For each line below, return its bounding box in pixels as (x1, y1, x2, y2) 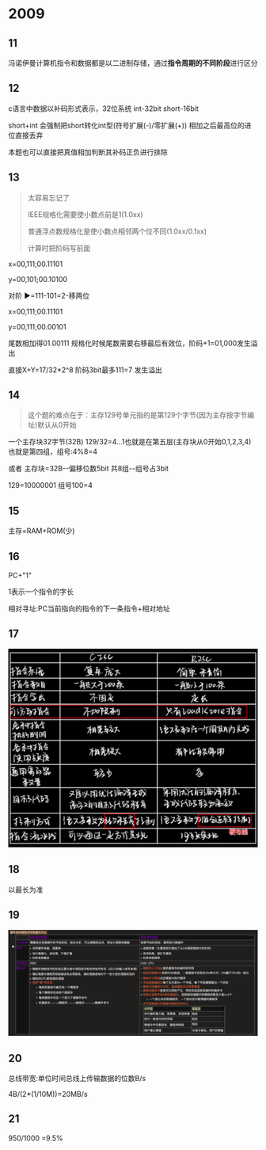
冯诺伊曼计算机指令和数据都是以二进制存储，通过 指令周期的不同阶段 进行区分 (8, 59, 258, 67)
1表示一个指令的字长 (8, 587, 74, 596)
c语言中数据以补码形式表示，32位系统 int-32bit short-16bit (8, 104, 199, 113)
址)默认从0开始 (27, 421, 77, 430)
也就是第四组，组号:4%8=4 (8, 447, 97, 456)
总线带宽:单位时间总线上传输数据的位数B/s (8, 1074, 146, 1083)
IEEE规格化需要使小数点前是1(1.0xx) (27, 209, 144, 219)
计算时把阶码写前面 (27, 243, 91, 253)
